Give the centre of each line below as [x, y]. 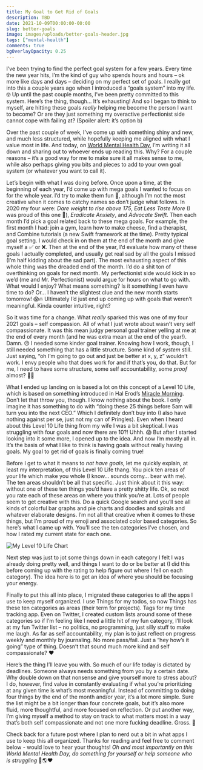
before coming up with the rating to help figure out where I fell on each [95, 570]
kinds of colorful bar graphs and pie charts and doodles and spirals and [95, 508]
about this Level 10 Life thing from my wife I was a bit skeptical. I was [92, 425]
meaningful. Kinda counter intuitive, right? [58, 305]
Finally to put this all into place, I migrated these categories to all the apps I [100, 595]
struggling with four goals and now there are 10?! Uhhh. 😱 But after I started [101, 432]
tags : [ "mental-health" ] [38, 40]
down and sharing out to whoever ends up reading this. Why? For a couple [99, 151]
